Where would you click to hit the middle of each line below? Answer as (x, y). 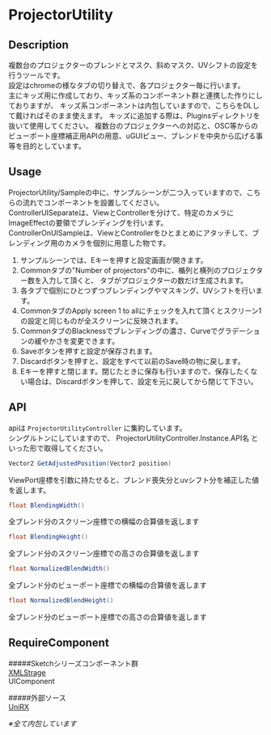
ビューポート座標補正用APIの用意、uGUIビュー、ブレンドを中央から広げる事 (136, 136)
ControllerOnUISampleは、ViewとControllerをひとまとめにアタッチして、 (130, 233)
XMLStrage (27, 672)
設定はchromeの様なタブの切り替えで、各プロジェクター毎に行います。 (127, 85)
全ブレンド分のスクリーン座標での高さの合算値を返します (104, 553)
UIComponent (32, 681)
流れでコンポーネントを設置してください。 (93, 202)
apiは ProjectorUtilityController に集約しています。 (98, 428)
